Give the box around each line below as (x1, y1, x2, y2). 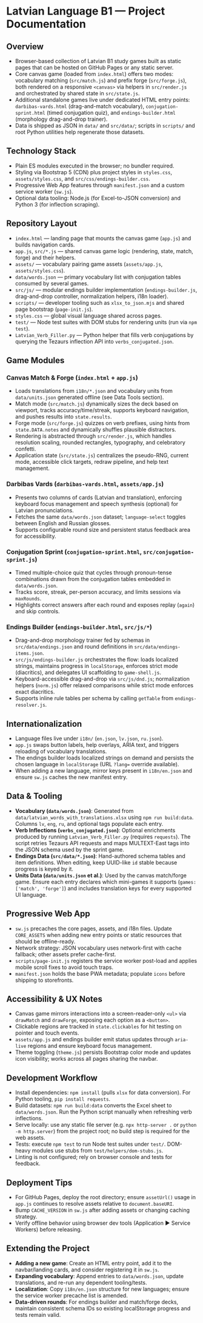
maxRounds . (15, 594, 42, 602)
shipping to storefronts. (15, 976, 74, 984)
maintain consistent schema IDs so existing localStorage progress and (15, 1304, 191, 1312)
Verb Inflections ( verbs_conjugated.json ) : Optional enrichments (15, 826, 176, 834)
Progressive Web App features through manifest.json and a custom (15, 181, 185, 189)
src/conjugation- (143, 548, 195, 556)
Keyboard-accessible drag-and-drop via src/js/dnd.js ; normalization (15, 675, 190, 682)
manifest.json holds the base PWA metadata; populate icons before (15, 970, 185, 977)
